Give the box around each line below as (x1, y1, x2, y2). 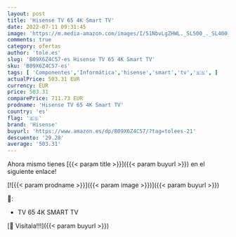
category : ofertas (7, 43, 61, 50)
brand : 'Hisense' (7, 121, 58, 128)
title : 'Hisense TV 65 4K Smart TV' (7, 17, 114, 24)
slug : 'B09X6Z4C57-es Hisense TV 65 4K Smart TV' (7, 56, 156, 63)
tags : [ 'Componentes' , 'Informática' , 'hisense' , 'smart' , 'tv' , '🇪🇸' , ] (7, 69, 218, 76)
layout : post (7, 10, 46, 18)
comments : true (7, 36, 52, 43)
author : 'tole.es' (7, 50, 61, 57)
